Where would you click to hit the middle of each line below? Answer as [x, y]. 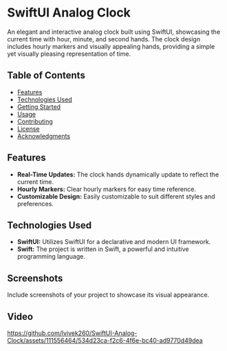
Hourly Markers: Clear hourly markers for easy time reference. [106, 189]
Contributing [35, 121]
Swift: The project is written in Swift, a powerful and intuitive [103, 249]
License [28, 128]
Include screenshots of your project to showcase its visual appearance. [108, 295]
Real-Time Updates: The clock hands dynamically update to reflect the [118, 174]
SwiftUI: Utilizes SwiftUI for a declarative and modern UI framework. [114, 242]
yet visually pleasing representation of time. [69, 54]
